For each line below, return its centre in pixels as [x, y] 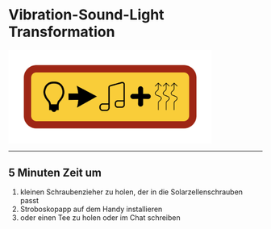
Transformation [62, 32]
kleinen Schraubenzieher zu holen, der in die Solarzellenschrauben [131, 192]
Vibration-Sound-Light [86, 15]
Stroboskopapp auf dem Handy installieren [91, 209]
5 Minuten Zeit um [55, 172]
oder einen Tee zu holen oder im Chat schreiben [100, 218]
